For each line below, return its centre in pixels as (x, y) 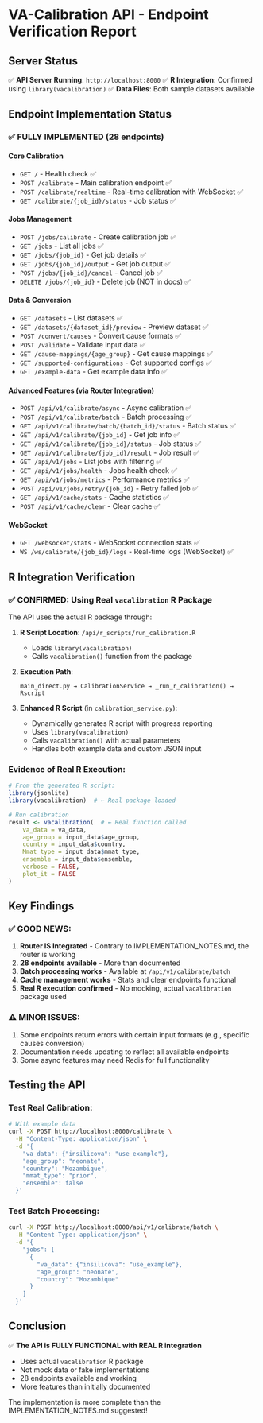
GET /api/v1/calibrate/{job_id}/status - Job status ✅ (110, 444)
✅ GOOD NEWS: (40, 929)
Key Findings (41, 907)
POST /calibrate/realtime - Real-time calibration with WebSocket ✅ (131, 192)
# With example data (43, 1124)
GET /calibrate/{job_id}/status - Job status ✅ (98, 200)
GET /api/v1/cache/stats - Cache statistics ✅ (94, 498)
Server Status (43, 61)
